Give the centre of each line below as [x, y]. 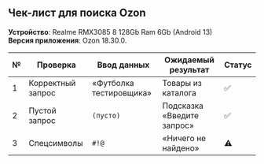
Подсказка [183, 106]
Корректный [52, 83]
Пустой [42, 110]
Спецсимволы [56, 143]
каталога [179, 92]
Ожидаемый [189, 60]
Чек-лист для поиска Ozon [77, 13]
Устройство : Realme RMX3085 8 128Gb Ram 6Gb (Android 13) [110, 32]
